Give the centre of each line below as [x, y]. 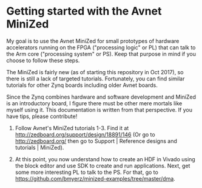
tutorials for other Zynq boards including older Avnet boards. [82, 85]
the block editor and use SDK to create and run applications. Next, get [103, 165]
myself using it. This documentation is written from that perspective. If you [99, 110]
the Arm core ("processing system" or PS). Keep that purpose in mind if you [101, 54]
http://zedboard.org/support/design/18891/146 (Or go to [85, 134]
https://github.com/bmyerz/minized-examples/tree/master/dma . [95, 178]
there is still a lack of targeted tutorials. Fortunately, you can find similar [96, 78]
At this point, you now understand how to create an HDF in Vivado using [105, 159]
